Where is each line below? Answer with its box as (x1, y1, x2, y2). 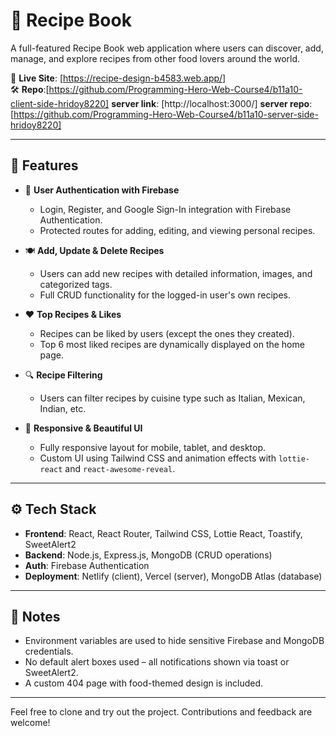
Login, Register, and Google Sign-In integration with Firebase (39, 203, 292, 215)
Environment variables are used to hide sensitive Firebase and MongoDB (24, 635, 325, 647)
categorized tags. (39, 278, 113, 290)
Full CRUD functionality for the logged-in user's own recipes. (39, 289, 291, 301)
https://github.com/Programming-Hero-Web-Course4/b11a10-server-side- (13, 108, 319, 120)
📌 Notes (10, 608, 61, 625)
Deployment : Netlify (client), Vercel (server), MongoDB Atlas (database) (24, 570, 323, 582)
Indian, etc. (39, 402, 87, 414)
